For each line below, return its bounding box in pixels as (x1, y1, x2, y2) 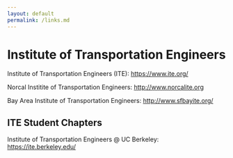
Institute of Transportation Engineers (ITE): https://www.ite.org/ (7, 70, 189, 78)
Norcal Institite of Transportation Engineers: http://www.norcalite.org (7, 83, 204, 91)
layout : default (7, 10, 54, 17)
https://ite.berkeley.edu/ (7, 143, 77, 151)
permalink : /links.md (7, 17, 70, 24)
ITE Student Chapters (7, 116, 102, 129)
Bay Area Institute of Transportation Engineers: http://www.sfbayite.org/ (7, 97, 214, 105)
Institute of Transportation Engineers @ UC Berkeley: (7, 135, 159, 143)
